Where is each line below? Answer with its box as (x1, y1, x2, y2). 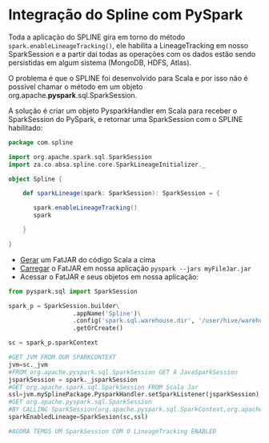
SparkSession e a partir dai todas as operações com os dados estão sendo (8, 49, 256, 59)
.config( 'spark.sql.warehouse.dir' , (72, 317, 195, 325)
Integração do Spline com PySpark (8, 6, 243, 24)
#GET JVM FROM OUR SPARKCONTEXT (8, 353, 116, 362)
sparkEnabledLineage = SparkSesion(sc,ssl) (8, 413, 149, 421)
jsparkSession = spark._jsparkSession (8, 376, 138, 384)
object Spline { (8, 175, 62, 183)
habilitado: (8, 123, 43, 132)
